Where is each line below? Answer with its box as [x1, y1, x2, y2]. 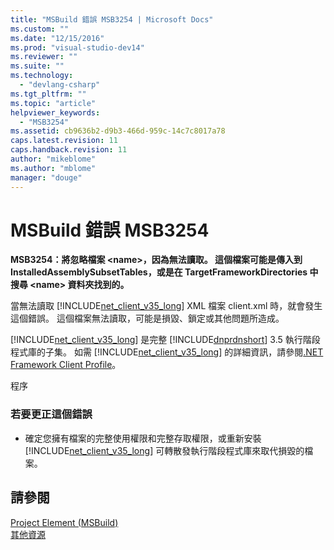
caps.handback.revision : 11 [10, 145, 128, 155]
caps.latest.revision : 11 [10, 136, 118, 146]
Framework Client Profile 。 [10, 359, 122, 371]
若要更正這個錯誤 [10, 407, 93, 421]
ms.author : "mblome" [10, 163, 97, 173]
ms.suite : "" [10, 61, 65, 71]
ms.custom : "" [10, 24, 70, 34]
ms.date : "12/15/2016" [10, 33, 105, 43]
